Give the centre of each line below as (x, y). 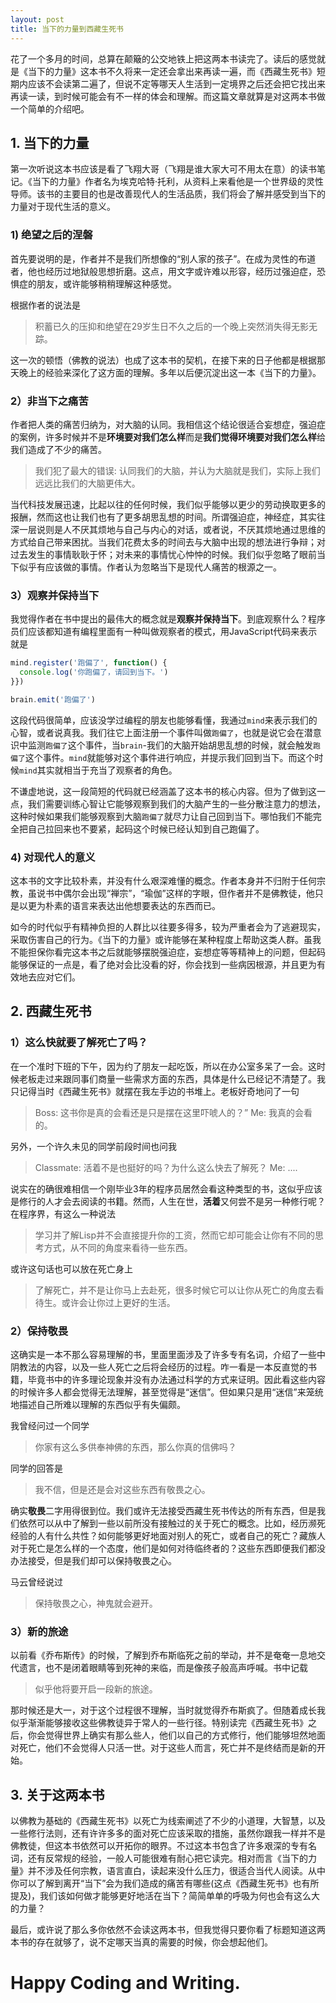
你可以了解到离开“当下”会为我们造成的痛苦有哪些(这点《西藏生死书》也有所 (165, 1883)
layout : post (37, 19)
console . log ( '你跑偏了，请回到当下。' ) (94, 672)
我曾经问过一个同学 (50, 1425)
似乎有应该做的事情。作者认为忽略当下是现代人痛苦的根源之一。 (150, 567)
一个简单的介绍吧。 (50, 108)
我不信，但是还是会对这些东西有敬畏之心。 (122, 1489)
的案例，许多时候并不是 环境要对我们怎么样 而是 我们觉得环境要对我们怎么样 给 (168, 437)
